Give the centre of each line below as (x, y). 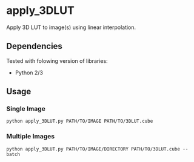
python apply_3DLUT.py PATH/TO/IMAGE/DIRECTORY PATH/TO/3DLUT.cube (93, 149)
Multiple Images (31, 137)
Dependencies (34, 46)
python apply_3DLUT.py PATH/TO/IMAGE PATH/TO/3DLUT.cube (80, 121)
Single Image (26, 109)
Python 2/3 (29, 73)
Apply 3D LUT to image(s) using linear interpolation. (71, 27)
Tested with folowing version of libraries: (57, 60)
